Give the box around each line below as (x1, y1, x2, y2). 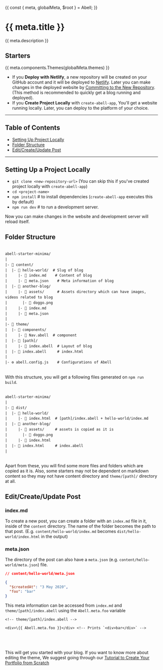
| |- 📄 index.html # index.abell (5, 443, 83, 448)
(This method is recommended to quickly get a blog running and (12, 89, 141, 95)
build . (5, 379, 17, 385)
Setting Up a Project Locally (5, 165, 91, 173)
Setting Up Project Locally (12, 137, 65, 142)
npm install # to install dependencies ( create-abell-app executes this (12, 194, 153, 200)
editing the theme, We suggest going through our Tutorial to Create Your (5, 654, 150, 660)
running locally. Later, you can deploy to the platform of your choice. (12, 105, 149, 111)
